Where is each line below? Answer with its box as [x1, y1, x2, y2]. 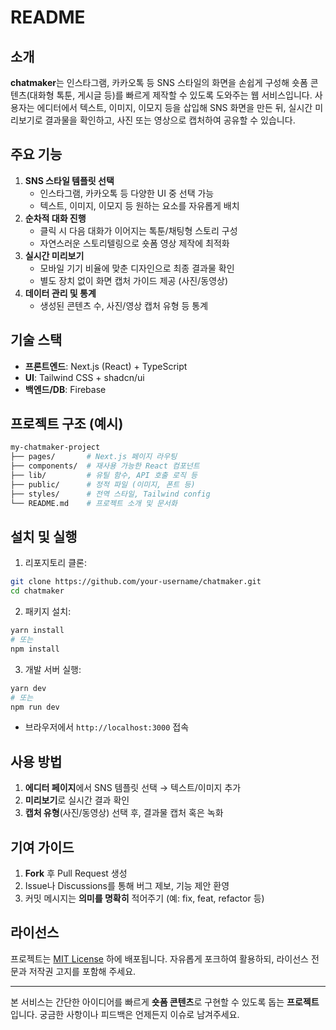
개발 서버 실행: [24, 663, 82, 675]
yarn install [10, 626, 65, 636]
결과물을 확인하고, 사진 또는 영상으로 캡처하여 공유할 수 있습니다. [44, 114, 296, 126]
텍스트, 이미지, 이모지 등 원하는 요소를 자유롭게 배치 [39, 199, 240, 211]
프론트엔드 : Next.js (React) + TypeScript [24, 360, 188, 372]
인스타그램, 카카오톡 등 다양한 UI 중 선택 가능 [39, 187, 215, 199]
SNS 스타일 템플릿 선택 [24, 174, 115, 186]
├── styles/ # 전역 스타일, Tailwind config [10, 489, 211, 499]
